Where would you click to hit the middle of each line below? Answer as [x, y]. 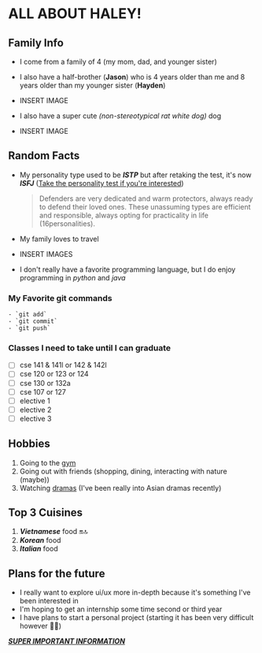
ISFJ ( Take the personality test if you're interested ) [101, 183]
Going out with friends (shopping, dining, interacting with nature [123, 471]
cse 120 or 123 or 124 [54, 374]
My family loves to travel [59, 239]
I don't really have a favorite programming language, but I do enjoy [127, 269]
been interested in [49, 601]
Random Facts [44, 156]
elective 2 [35, 410]
